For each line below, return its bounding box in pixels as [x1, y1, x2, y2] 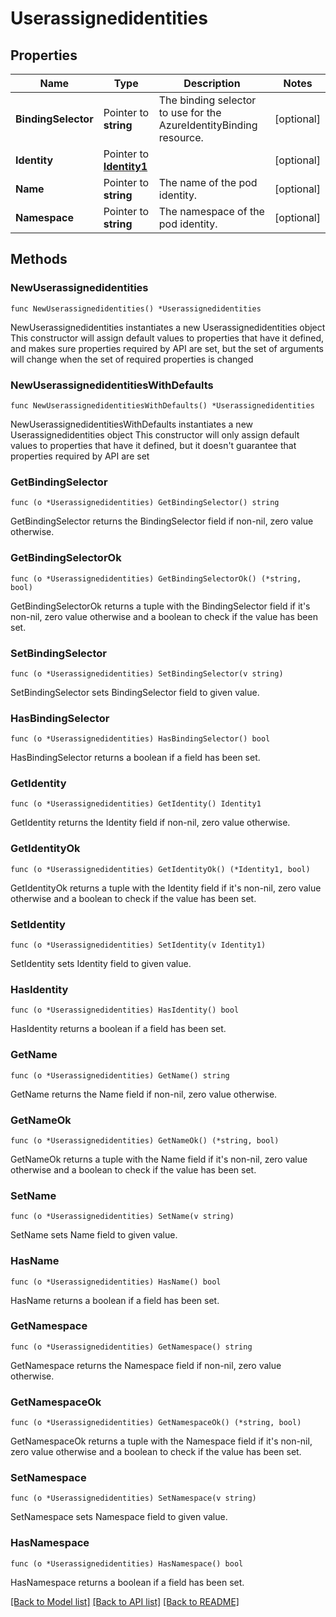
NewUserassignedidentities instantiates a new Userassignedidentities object [10, 321, 326, 333]
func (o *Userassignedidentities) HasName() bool [10, 1277, 222, 1287]
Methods [10, 251, 68, 268]
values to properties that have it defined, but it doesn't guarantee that [10, 439, 297, 451]
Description [183, 77, 241, 90]
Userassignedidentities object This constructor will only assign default [10, 428, 300, 441]
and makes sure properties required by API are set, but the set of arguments [10, 342, 324, 354]
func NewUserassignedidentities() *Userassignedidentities [10, 303, 262, 314]
